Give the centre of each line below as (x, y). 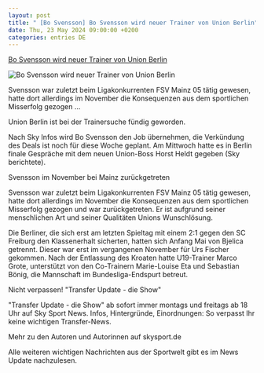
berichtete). (27, 163)
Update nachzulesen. (42, 360)
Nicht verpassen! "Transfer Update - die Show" (85, 290)
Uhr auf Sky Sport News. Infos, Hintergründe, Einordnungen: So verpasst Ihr (132, 313)
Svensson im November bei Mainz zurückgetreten (89, 177)
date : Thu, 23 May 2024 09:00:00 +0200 (73, 30)
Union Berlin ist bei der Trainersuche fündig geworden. (97, 122)
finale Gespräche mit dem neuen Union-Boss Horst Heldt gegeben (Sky (124, 154)
